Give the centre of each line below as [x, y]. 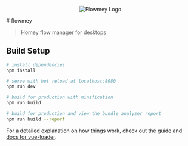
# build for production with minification [60, 97]
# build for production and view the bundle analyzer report [84, 114]
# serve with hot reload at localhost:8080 [61, 81]
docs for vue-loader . [31, 136]
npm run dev [21, 86]
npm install [21, 70]
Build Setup [28, 51]
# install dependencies [36, 65]
